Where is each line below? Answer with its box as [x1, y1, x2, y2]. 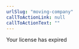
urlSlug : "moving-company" [6, 8, 74, 15]
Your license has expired [6, 36, 67, 44]
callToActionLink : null [6, 14, 66, 20]
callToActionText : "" [6, 20, 60, 26]
